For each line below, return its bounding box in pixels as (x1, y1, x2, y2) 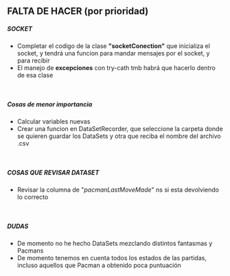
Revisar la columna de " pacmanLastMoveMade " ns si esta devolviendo (16, 185, 220, 194)
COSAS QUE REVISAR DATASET (7, 168, 100, 176)
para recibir (16, 56, 50, 65)
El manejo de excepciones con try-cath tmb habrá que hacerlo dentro (16, 64, 216, 72)
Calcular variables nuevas (16, 117, 91, 126)
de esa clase (16, 71, 54, 80)
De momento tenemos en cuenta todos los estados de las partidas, (16, 254, 207, 262)
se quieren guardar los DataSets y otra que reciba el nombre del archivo (16, 132, 221, 140)
